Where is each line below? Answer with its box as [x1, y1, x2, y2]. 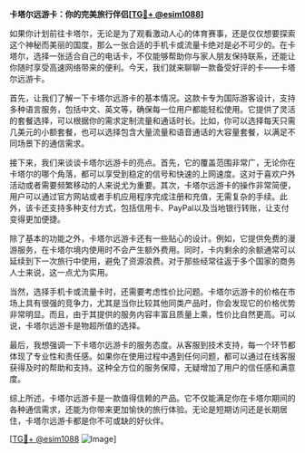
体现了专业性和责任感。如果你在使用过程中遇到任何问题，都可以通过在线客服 [9, 351, 296, 361]
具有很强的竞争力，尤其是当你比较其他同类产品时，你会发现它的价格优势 [25, 298, 296, 308]
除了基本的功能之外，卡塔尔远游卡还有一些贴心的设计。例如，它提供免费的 [9, 233, 288, 244]
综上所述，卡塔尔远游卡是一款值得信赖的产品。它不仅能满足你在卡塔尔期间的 [9, 393, 296, 403]
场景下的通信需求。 [16, 138, 89, 149]
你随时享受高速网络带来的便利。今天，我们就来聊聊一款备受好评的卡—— [9, 63, 280, 72]
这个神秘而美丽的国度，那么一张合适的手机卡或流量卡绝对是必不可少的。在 [9, 40, 288, 50]
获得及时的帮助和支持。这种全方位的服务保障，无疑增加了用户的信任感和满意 [9, 362, 296, 372]
